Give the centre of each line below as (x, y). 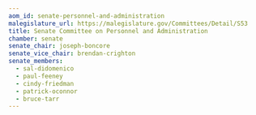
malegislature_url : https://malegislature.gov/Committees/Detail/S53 (128, 23)
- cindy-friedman (45, 83)
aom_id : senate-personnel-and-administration (86, 16)
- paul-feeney (39, 76)
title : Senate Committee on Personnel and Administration (108, 31)
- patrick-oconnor (47, 91)
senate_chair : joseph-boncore (60, 46)
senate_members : (36, 62)
